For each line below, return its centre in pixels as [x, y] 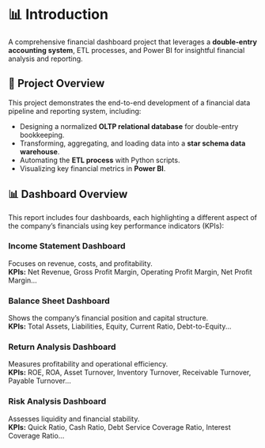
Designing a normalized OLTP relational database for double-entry [129, 126]
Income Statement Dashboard [67, 246]
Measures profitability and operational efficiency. [88, 364]
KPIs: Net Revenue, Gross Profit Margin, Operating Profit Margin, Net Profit [131, 271]
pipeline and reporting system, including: [75, 111]
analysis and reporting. [45, 59]
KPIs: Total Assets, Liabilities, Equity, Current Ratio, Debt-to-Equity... [120, 327]
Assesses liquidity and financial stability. [74, 419]
